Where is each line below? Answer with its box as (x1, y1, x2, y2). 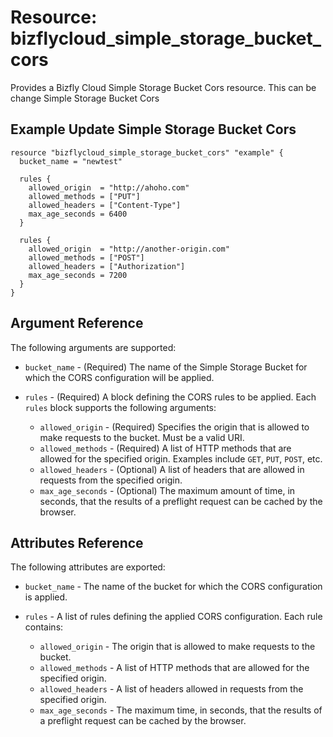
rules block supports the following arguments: (24, 401, 217, 413)
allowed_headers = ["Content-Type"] (28, 200, 182, 210)
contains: (24, 621, 64, 633)
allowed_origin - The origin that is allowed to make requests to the (39, 641, 316, 653)
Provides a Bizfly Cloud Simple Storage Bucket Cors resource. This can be (10, 81, 317, 93)
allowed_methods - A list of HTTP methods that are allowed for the (39, 662, 310, 674)
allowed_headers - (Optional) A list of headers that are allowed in (39, 463, 305, 475)
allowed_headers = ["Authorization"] (28, 261, 186, 271)
